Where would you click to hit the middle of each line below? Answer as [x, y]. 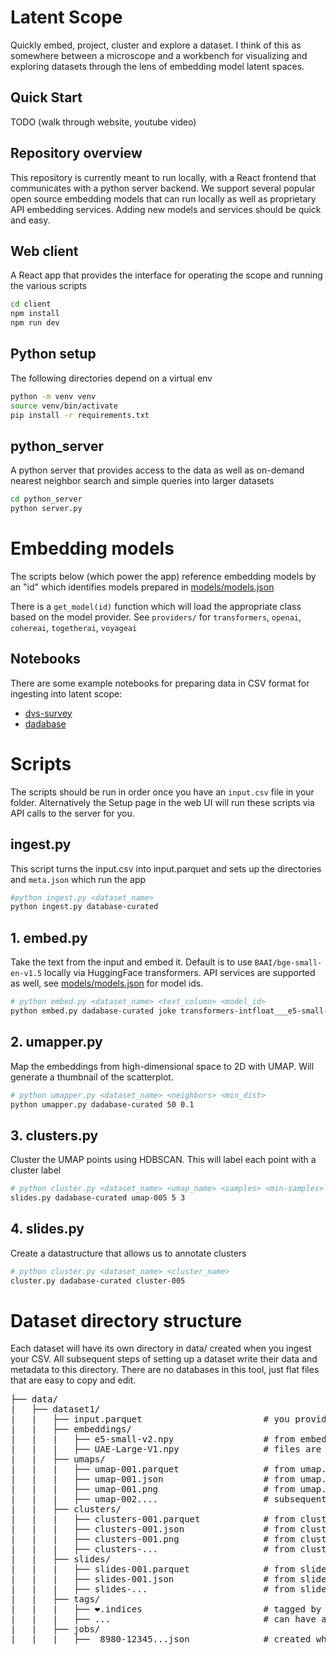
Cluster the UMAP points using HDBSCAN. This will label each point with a [163, 1160]
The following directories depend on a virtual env [111, 378]
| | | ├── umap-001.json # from [153, 1479]
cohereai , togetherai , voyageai [74, 627]
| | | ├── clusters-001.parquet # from [153, 1519]
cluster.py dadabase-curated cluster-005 [98, 1281]
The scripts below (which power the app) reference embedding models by [163, 576]
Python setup [53, 354]
